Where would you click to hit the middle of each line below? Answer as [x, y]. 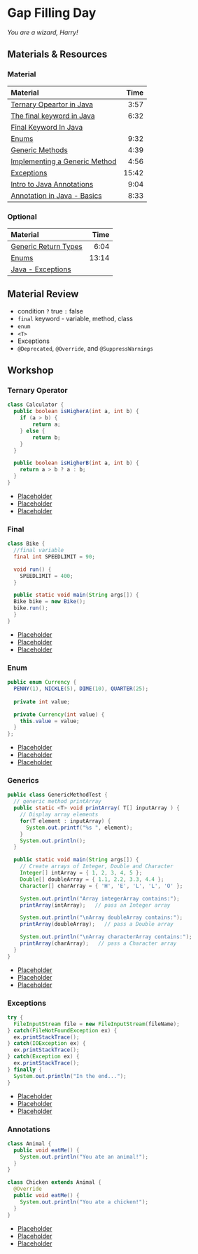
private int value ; [42, 702]
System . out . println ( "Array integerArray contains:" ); [100, 898]
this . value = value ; [50, 721]
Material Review [43, 294]
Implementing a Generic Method [64, 161]
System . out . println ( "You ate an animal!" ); [84, 1157]
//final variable [39, 551]
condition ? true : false [50, 311]
